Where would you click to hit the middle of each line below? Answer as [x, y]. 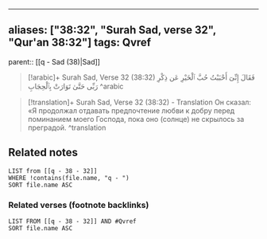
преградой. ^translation [67, 127]
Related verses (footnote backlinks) [79, 205]
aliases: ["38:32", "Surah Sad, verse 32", [112, 30]
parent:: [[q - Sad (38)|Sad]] [54, 61]
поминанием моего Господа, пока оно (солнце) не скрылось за [136, 119]
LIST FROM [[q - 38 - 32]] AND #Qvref [72, 221]
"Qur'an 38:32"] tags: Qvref [80, 43]
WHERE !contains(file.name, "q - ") [69, 178]
